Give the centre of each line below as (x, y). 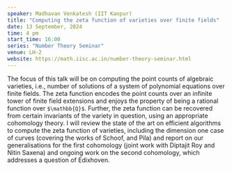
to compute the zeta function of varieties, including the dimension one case (116, 130)
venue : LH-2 (24, 53)
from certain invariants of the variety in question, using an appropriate (108, 115)
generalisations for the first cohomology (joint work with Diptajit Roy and (111, 145)
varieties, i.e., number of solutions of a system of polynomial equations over (116, 86)
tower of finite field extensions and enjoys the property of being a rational (113, 101)
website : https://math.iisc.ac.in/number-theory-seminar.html (99, 59)
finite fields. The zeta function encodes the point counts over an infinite (110, 93)
